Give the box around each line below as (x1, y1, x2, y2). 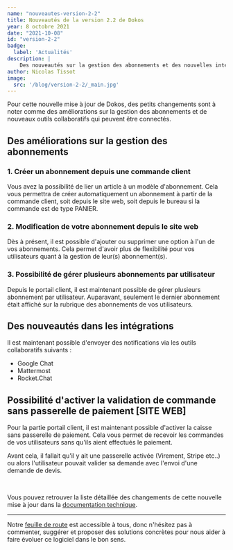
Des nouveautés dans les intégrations (7, 320, 175, 332)
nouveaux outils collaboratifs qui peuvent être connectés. (7, 115, 171, 123)
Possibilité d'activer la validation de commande (7, 394, 216, 406)
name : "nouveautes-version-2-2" (7, 10, 101, 17)
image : (7, 74, 26, 82)
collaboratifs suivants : (7, 346, 72, 354)
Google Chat (17, 359, 54, 368)
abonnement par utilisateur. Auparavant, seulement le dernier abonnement (7, 293, 221, 301)
